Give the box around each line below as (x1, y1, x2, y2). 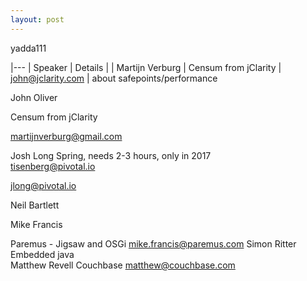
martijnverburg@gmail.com (10, 130, 123, 142)
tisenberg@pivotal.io (10, 160, 96, 172)
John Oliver (10, 91, 58, 103)
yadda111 (10, 42, 47, 54)
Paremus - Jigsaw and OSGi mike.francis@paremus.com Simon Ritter (10, 237, 297, 250)
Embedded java (10, 248, 75, 260)
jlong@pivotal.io (10, 179, 77, 191)
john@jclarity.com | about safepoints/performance (10, 72, 218, 84)
